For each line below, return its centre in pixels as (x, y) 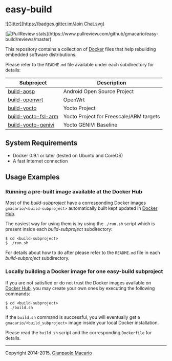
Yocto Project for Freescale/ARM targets (112, 116)
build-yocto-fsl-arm (33, 116)
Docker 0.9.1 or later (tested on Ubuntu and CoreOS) (68, 155)
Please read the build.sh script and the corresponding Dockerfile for (79, 332)
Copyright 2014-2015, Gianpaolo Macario (49, 353)
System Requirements (41, 143)
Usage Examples (33, 177)
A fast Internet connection (40, 161)
